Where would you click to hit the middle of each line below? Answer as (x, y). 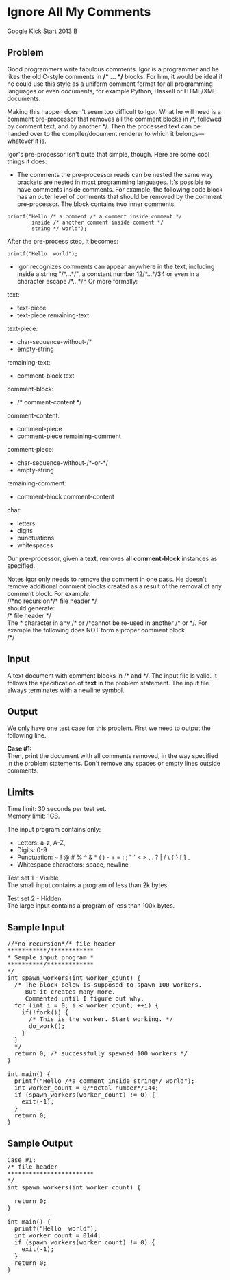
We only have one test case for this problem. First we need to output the (109, 728)
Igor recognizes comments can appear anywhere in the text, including (116, 266)
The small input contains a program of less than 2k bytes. (88, 885)
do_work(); (47, 1026)
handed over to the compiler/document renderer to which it (91, 133)
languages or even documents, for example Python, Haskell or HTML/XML (112, 91)
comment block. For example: (49, 593)
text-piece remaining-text (53, 315)
